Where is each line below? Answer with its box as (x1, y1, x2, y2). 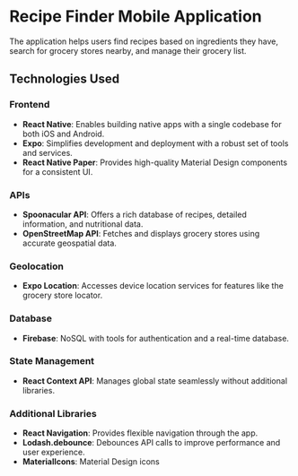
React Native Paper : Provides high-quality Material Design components (22, 157, 288, 168)
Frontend (9, 99, 50, 111)
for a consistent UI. (22, 166, 93, 177)
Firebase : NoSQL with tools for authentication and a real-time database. (22, 333, 290, 343)
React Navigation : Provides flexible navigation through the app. (22, 428, 259, 438)
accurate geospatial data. (22, 238, 117, 248)
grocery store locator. (22, 290, 103, 301)
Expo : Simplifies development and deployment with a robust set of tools (22, 137, 289, 149)
